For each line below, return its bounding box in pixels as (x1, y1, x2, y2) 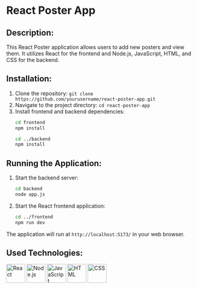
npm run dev (14, 219, 45, 226)
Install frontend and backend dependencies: (14, 108, 125, 115)
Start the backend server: (14, 174, 79, 181)
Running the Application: (6, 158, 102, 169)
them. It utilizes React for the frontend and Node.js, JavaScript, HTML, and (6, 50, 192, 57)
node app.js (14, 191, 45, 197)
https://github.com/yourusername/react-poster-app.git (14, 96, 156, 102)
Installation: (6, 73, 52, 84)
